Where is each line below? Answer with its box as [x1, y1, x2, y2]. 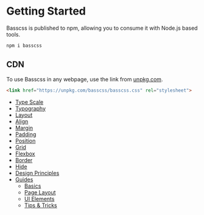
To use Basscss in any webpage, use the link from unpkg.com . [6, 75, 163, 83]
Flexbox [15, 150, 35, 157]
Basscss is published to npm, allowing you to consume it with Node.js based [6, 24, 198, 32]
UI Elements [24, 195, 55, 202]
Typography [15, 104, 46, 112]
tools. [6, 30, 21, 38]
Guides [15, 176, 33, 183]
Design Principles [15, 169, 60, 177]
